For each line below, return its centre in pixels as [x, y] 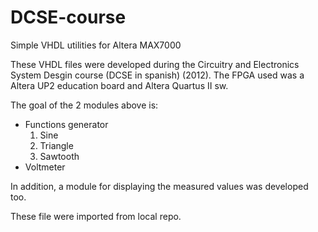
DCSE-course [68, 17]
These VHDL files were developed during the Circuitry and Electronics [155, 64]
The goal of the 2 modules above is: [84, 105]
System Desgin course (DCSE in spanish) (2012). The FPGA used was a [157, 75]
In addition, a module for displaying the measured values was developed [159, 186]
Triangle [56, 145]
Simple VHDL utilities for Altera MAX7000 [96, 45]
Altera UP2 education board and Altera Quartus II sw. [119, 85]
